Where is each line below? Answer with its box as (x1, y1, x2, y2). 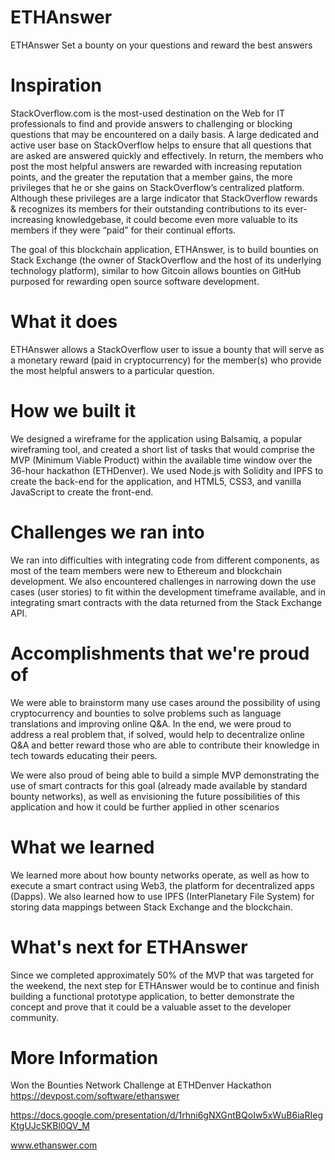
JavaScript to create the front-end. (10, 486, 154, 498)
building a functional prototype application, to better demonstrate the (10, 990, 295, 1002)
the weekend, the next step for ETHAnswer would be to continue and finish (10, 979, 320, 991)
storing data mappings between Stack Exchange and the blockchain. (10, 901, 293, 913)
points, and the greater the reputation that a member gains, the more (10, 171, 293, 183)
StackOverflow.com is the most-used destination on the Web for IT (10, 107, 285, 119)
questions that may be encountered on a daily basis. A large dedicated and (10, 128, 319, 140)
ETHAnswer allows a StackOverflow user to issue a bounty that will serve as (10, 343, 325, 355)
